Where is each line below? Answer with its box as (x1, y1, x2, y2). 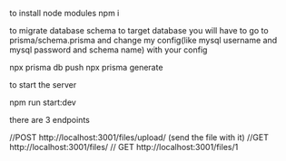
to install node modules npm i (9, 8, 120, 18)
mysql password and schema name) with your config (9, 44, 208, 55)
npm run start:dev (9, 97, 77, 108)
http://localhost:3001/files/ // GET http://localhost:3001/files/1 (9, 142, 239, 152)
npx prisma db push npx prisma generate (9, 62, 163, 72)
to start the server (9, 80, 77, 90)
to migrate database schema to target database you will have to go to (9, 25, 270, 35)
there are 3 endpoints (9, 115, 91, 125)
